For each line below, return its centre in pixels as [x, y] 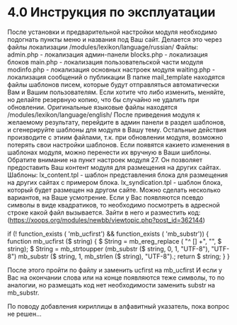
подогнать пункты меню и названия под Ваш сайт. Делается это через [115, 39]
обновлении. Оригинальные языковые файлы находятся [93, 107]
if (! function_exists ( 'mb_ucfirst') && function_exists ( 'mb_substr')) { [108, 234]
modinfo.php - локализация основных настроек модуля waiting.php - [111, 69]
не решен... [25, 314]
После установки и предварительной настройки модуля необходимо [112, 32]
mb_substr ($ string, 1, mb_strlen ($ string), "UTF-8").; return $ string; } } [124, 256]
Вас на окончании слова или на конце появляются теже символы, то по [116, 278]
